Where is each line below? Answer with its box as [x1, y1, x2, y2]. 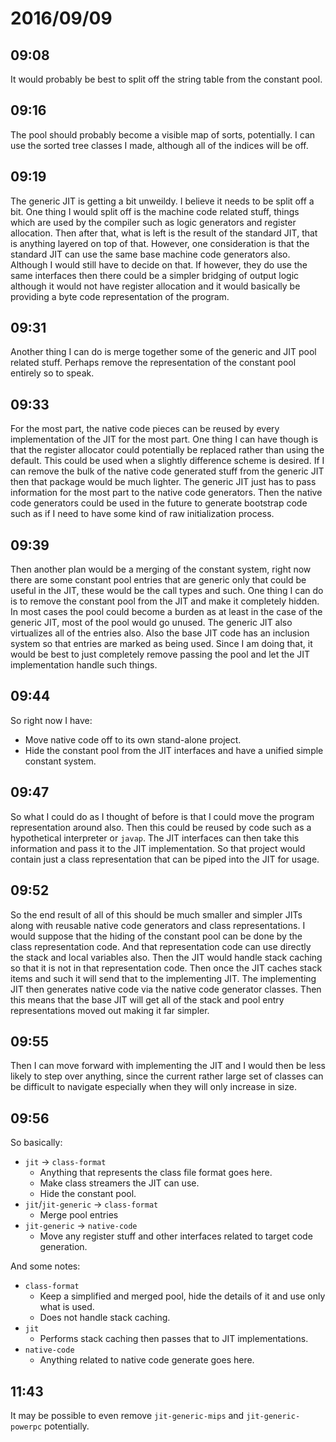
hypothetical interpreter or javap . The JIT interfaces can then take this [10, 832, 300, 844]
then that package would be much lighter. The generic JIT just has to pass [10, 476, 317, 488]
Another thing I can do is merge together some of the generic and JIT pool [10, 346, 317, 358]
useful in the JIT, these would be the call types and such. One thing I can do [10, 585, 324, 597]
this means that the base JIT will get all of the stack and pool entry [10, 993, 285, 1006]
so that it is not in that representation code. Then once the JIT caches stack [10, 962, 323, 974]
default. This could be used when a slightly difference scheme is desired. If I [10, 455, 325, 467]
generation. [39, 1241, 88, 1253]
